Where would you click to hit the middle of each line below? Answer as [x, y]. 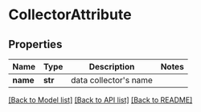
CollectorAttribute [70, 15]
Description [112, 67]
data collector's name [112, 80]
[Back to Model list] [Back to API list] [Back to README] [100, 100]
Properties [35, 44]
